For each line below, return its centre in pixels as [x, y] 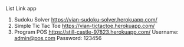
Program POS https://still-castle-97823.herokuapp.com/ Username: [96, 32]
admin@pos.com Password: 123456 [58, 38]
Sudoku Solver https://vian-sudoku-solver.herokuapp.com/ [86, 19]
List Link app [21, 8]
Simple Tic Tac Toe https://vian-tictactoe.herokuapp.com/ [84, 26]
